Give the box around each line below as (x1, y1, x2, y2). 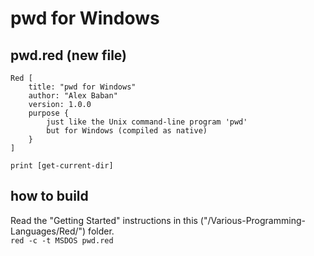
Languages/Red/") (10, 225, 87, 237)
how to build (10, 188, 89, 205)
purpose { (28, 108, 70, 118)
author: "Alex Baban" (28, 91, 118, 101)
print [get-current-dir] (10, 161, 114, 171)
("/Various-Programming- (199, 214, 306, 226)
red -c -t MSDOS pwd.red (10, 235, 114, 246)
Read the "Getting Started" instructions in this (10, 214, 198, 226)
